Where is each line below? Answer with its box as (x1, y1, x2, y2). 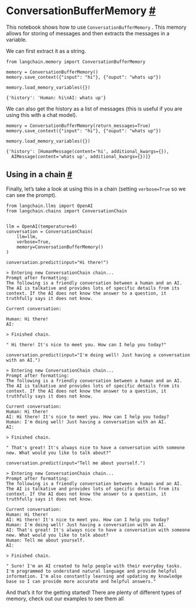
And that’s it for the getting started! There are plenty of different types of (6, 589, 182, 596)
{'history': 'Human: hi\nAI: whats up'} (6, 95, 107, 101)
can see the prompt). (6, 191, 57, 198)
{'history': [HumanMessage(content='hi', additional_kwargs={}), (6, 148, 169, 154)
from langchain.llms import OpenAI (6, 203, 93, 209)
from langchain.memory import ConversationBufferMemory (6, 59, 146, 65)
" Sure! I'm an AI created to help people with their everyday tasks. (6, 563, 183, 569)
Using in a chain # (6, 169, 73, 180)
